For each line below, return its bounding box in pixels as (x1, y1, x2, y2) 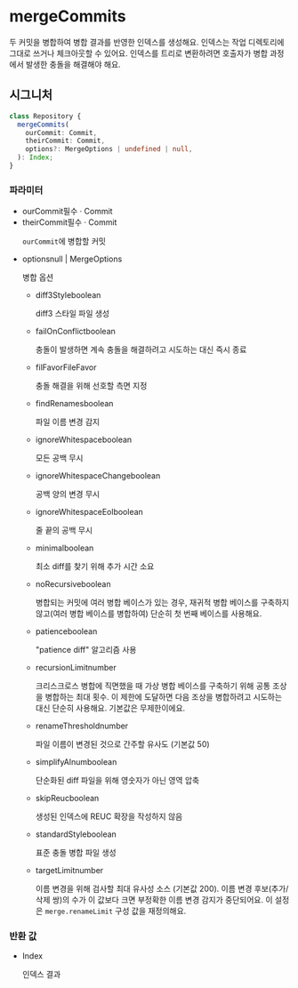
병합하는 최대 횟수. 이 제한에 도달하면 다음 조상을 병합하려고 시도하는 (44, 692, 283, 703)
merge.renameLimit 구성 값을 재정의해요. (44, 905, 187, 917)
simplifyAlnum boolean (35, 757, 117, 767)
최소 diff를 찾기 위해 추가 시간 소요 (35, 561, 155, 572)
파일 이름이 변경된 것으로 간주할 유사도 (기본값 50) (35, 739, 211, 750)
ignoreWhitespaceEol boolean (35, 507, 144, 518)
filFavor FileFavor (35, 362, 97, 373)
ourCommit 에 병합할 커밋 (21, 236, 107, 246)
